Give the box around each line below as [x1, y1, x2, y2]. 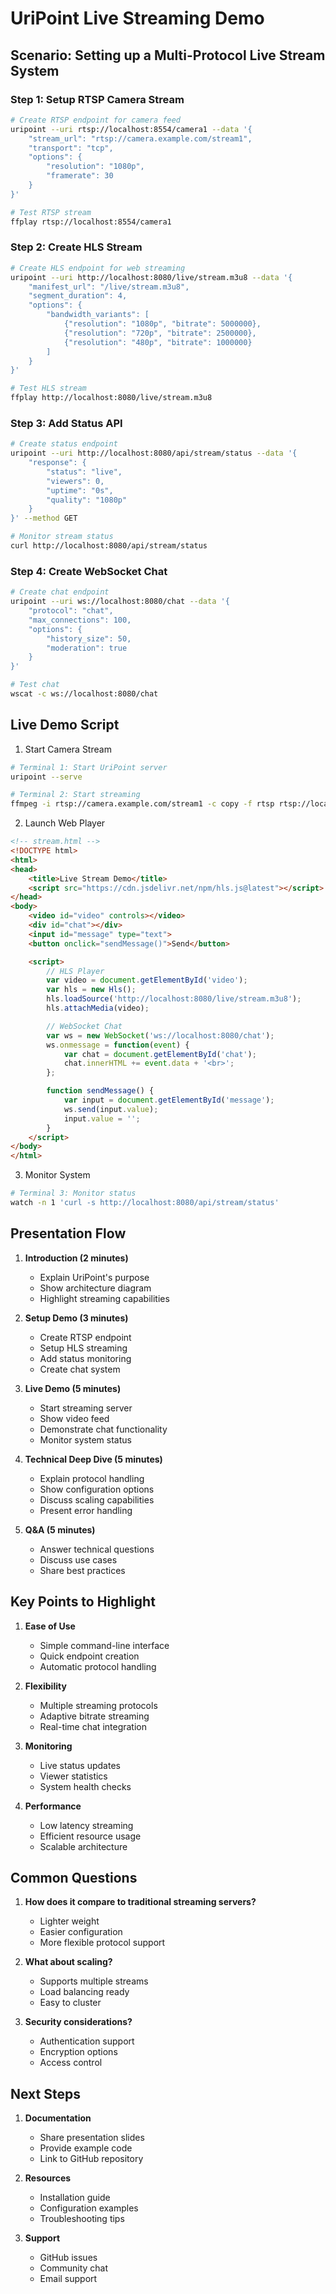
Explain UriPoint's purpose [39, 1271, 150, 1283]
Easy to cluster [39, 1997, 102, 2009]
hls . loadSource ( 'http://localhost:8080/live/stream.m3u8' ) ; [46, 994, 302, 1004]
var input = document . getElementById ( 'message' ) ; [63, 1095, 275, 1106]
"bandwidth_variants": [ [46, 310, 150, 320]
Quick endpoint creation [39, 1650, 140, 1662]
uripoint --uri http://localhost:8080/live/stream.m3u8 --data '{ [10, 272, 293, 282]
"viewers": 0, [46, 476, 105, 486]
